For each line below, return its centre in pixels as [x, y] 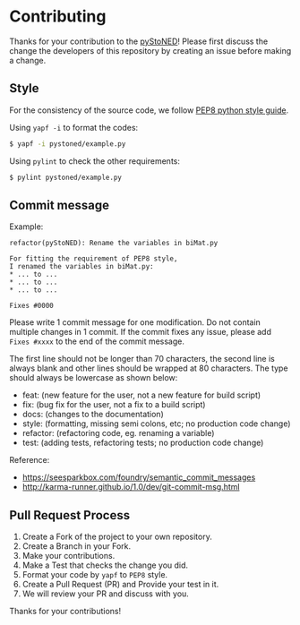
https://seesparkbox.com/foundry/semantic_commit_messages [139, 477]
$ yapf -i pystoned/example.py [68, 144]
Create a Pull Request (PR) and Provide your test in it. [120, 585]
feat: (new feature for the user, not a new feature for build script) [141, 395]
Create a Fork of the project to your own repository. [117, 537]
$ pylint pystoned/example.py [66, 177]
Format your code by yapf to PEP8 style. [95, 575]
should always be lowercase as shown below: [94, 378]
